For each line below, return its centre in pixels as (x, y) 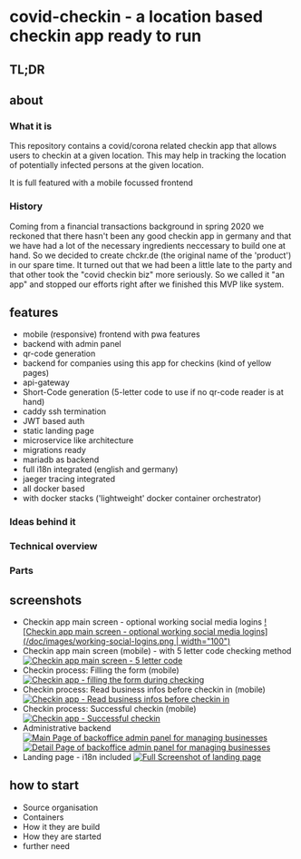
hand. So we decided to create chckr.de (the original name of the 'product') (150, 255)
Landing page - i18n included (77, 756)
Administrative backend (67, 727)
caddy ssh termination (64, 411)
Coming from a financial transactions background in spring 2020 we (137, 226)
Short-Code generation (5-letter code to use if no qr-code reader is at (153, 392)
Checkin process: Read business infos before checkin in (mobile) (144, 689)
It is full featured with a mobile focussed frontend (101, 183)
